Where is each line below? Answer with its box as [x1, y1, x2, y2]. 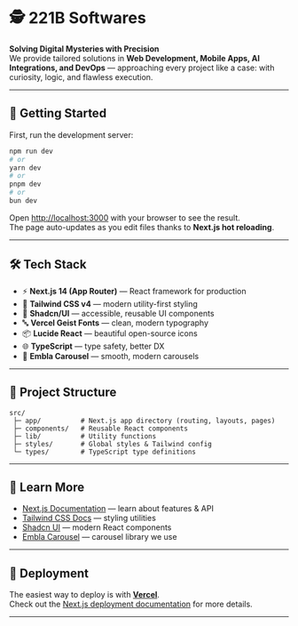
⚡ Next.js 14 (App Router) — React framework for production [21, 285, 247, 296]
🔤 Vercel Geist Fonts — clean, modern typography [21, 317, 209, 328]
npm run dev [9, 147, 53, 156]
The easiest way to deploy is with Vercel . [9, 590, 160, 600]
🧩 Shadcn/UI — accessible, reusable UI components [21, 308, 215, 318]
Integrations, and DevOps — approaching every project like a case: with [9, 62, 275, 73]
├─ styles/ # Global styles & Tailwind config [12, 439, 213, 448]
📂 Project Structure [9, 385, 117, 400]
